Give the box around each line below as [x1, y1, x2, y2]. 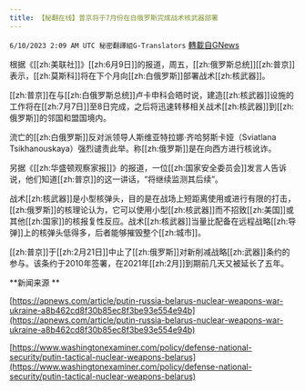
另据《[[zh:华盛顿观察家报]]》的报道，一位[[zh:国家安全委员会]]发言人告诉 [9, 162, 287, 173]
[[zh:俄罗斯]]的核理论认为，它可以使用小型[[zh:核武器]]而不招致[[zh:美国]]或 [9, 204, 294, 215]
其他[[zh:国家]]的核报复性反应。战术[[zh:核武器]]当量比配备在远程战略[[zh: [9, 216, 289, 226]
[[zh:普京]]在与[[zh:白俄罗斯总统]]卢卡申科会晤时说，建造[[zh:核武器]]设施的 [9, 89, 294, 100]
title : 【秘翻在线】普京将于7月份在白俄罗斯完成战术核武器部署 [9, 13, 219, 23]
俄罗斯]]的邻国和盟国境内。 [9, 112, 112, 123]
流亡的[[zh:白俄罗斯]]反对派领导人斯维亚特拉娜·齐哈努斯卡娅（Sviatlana [9, 131, 277, 142]
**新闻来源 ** [9, 276, 60, 287]
